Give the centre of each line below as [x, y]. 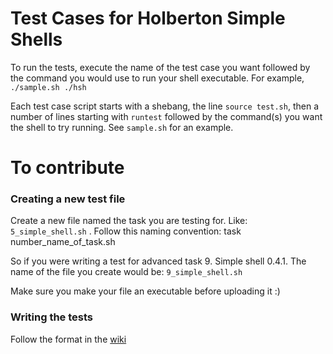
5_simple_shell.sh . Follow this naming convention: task [126, 231]
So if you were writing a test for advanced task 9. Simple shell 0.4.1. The [158, 261]
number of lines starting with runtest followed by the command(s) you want [166, 116]
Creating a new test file [68, 199]
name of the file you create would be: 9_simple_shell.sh [126, 272]
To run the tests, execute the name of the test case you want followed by [160, 67]
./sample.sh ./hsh [48, 87]
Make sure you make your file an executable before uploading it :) [145, 291]
